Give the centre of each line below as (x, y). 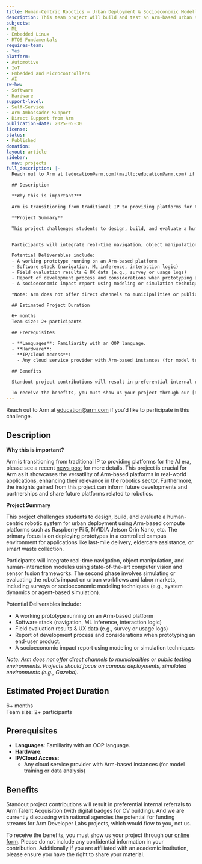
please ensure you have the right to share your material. (75, 854)
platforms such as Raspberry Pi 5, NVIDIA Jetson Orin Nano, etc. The (92, 529)
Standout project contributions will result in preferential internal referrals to (99, 804)
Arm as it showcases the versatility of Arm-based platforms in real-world (96, 474)
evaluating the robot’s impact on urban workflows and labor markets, (91, 579)
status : (16, 135)
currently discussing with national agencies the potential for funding (90, 817)
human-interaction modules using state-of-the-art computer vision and (94, 567)
